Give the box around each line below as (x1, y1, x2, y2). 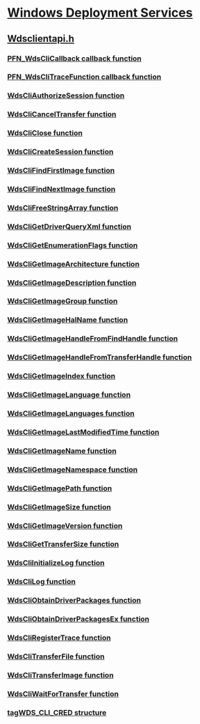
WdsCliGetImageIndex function (7, 371, 116, 381)
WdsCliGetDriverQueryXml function (7, 222, 132, 231)
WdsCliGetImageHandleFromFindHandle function (7, 334, 178, 344)
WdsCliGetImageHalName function (7, 315, 128, 325)
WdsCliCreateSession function (7, 147, 114, 157)
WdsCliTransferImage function (7, 670, 114, 680)
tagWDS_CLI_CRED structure (7, 707, 107, 717)
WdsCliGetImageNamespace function (7, 465, 137, 475)
